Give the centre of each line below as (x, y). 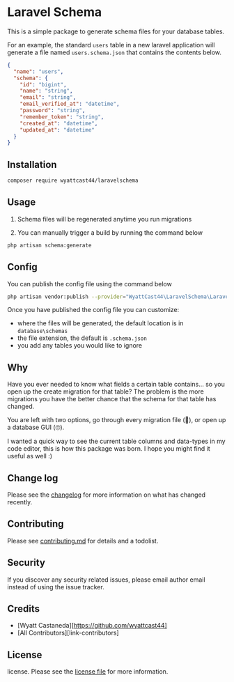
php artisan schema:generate (49, 245)
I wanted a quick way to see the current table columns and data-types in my (116, 441)
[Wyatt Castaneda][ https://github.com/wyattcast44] (92, 626)
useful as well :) (30, 456)
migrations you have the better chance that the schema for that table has (112, 399)
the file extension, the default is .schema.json (82, 338)
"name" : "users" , (39, 71)
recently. (20, 502)
